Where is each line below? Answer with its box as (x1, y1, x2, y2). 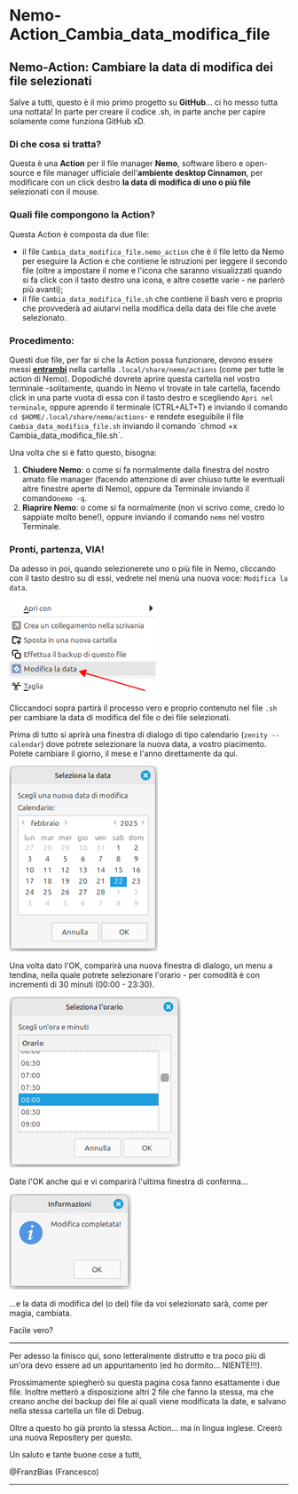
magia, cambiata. (9, 1307, 73, 1319)
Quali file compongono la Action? (9, 209, 155, 221)
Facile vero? (9, 1325, 54, 1336)
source (9, 168, 35, 179)
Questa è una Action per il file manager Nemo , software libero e (9, 158, 244, 169)
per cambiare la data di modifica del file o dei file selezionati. (9, 712, 231, 723)
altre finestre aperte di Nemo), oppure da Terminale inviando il (21, 483, 250, 494)
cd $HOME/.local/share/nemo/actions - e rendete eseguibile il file (9, 410, 244, 422)
